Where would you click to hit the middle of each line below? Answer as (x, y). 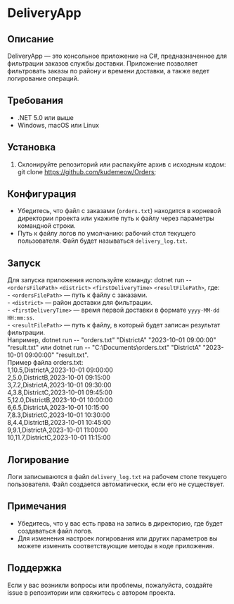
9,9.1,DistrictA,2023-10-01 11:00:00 (58, 430)
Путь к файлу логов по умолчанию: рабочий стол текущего (106, 234)
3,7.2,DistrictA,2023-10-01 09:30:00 (59, 385)
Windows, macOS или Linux (58, 125)
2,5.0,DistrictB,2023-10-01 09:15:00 (59, 377)
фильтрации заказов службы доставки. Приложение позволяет (103, 64)
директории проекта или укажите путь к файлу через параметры (116, 218)
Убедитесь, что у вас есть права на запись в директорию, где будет (120, 523)
